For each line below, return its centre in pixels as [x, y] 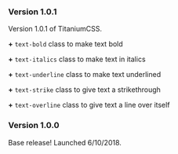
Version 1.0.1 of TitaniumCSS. [55, 29]
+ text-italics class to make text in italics [77, 59]
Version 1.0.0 [34, 126]
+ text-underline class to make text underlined [85, 75]
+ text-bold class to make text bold [65, 44]
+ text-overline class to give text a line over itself [89, 105]
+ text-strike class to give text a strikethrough [84, 90]
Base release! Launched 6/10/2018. [65, 142]
